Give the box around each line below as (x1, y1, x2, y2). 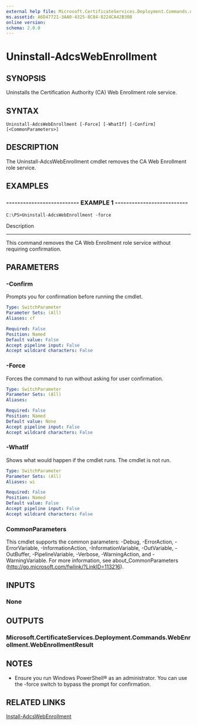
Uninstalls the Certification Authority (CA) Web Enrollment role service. (6, 89, 178, 96)
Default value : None (6, 418, 57, 425)
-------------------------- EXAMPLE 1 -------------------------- (6, 199, 188, 207)
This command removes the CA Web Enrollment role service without (6, 239, 171, 246)
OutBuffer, (6, 551, 31, 558)
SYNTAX (6, 106, 39, 116)
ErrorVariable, (6, 545, 40, 552)
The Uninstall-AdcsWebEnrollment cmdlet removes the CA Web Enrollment (6, 158, 186, 165)
